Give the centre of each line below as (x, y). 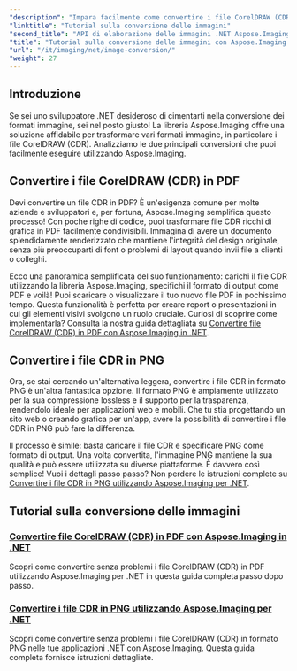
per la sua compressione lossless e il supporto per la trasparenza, (129, 400)
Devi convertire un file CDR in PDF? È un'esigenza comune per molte (134, 202)
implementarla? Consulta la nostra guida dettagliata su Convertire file (135, 323)
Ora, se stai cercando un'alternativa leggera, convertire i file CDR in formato (147, 382)
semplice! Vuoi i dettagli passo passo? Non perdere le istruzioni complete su (148, 474)
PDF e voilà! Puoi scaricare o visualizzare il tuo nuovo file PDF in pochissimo (148, 295)
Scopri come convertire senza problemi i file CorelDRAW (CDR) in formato (144, 639)
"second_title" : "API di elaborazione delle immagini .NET (120, 34)
